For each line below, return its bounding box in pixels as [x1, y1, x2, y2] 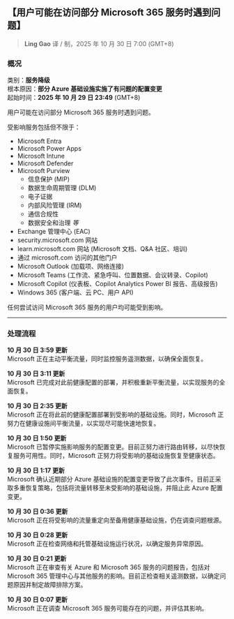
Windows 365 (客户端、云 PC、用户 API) [17, 288, 134, 297]
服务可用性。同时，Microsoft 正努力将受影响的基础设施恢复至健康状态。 [13, 452, 219, 460]
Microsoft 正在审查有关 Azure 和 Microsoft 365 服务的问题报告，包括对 [7, 563, 210, 572]
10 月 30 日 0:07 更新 [7, 595, 68, 604]
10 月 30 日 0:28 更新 [7, 531, 68, 539]
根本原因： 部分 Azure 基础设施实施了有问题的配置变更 [7, 84, 162, 93]
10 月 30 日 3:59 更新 [7, 346, 68, 355]
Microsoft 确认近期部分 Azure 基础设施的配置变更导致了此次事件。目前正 [7, 475, 216, 484]
